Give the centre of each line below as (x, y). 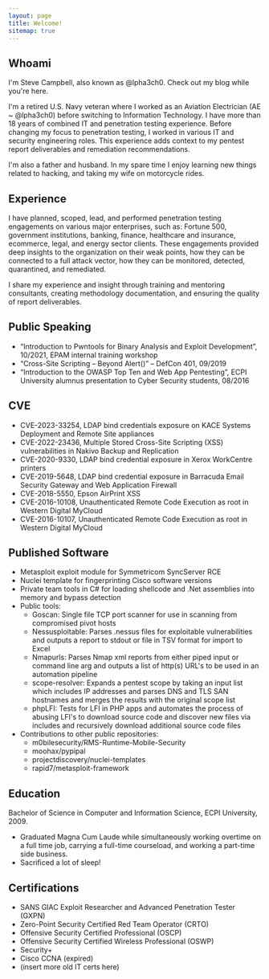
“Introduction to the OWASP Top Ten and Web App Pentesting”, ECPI (133, 372)
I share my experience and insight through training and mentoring (117, 285)
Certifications (44, 888)
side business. (44, 854)
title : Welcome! (35, 23)
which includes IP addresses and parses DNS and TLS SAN (130, 691)
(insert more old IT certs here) (69, 967)
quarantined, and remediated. (57, 269)
